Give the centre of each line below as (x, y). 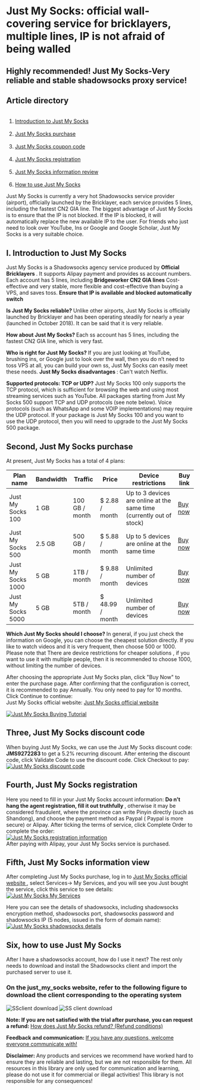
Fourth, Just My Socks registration (72, 785)
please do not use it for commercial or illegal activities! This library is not (95, 1074)
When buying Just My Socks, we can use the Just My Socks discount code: (99, 747)
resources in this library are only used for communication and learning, (93, 1068)
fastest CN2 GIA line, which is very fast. (55, 341)
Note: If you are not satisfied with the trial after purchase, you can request (100, 1020)
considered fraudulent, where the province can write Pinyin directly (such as (100, 812)
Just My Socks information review (57, 172)
